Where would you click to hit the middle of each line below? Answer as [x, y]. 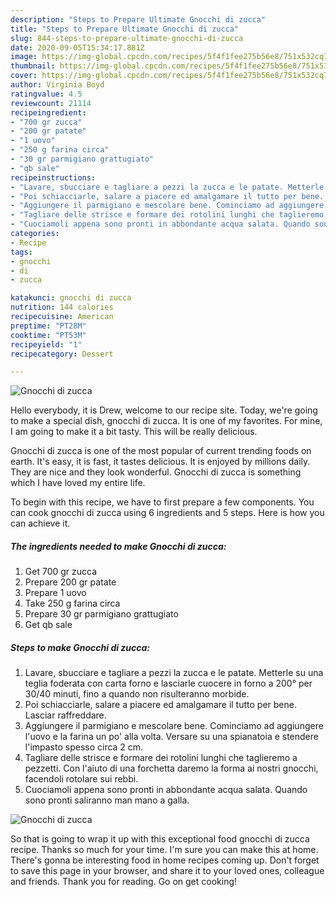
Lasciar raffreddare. [65, 715]
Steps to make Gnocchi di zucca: [80, 647]
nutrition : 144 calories [62, 307]
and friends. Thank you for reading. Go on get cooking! [124, 882]
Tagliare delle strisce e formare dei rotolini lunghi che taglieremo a [161, 758]
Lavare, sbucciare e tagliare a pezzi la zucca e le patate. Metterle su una [174, 673]
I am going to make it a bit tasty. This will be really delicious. [134, 432]
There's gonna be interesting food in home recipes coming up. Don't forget [165, 860]
